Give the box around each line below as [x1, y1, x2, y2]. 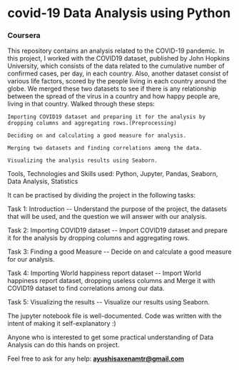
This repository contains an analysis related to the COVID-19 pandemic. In [7, 46, 225, 55]
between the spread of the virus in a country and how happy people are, [7, 92, 220, 101]
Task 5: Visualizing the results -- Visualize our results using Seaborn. [7, 298, 210, 307]
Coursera [7, 31, 41, 41]
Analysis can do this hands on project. [7, 341, 120, 349]
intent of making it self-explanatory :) [7, 319, 116, 328]
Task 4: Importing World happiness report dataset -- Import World [7, 269, 201, 277]
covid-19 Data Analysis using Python [7, 5, 231, 21]
